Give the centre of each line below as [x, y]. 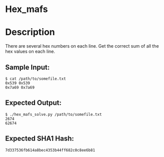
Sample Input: [28, 67]
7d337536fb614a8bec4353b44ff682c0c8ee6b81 [50, 150]
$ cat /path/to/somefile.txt [36, 79]
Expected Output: [33, 103]
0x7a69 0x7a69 [20, 87]
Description [30, 32]
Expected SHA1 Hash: [40, 139]
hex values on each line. [30, 52]
